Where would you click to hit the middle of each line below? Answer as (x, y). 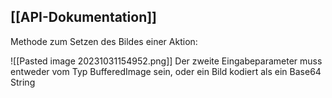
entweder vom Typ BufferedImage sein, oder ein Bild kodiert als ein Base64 (166, 71)
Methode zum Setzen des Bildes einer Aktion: (104, 41)
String (23, 82)
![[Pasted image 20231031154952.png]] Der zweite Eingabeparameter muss (166, 61)
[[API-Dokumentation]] (84, 17)
